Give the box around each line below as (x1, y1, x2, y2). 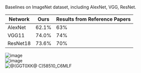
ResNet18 (7, 40, 31, 47)
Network (9, 16, 30, 23)
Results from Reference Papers (56, 16, 131, 23)
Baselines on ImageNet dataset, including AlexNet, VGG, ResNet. (5, 4, 137, 10)
